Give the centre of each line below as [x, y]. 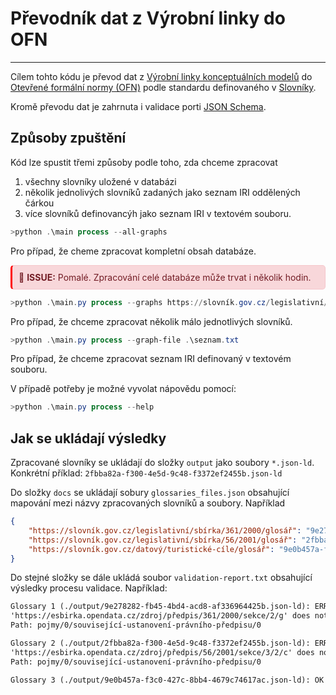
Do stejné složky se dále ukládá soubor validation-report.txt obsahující [161, 578]
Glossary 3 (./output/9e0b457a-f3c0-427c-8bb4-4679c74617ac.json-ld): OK [167, 680]
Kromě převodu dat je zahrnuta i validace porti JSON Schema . [138, 106]
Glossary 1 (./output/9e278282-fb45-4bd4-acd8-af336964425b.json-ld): [160, 607]
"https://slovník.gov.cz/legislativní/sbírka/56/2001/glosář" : [163, 540]
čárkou [39, 203]
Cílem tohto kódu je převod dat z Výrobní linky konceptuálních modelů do [161, 76]
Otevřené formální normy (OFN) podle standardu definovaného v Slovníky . [163, 87]
